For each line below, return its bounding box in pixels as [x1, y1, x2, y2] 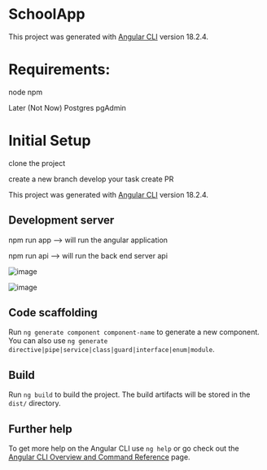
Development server [8, 213, 115, 228]
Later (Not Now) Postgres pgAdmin [8, 102, 126, 112]
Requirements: [8, 60, 111, 79]
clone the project [8, 158, 66, 168]
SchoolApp [8, 5, 85, 24]
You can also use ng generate [8, 336, 108, 346]
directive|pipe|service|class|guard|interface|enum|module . [8, 345, 215, 355]
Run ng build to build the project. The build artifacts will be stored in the [8, 389, 251, 399]
